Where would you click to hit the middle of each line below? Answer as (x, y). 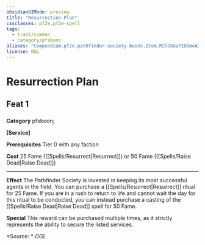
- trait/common (31, 35)
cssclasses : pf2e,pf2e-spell (43, 23)
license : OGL (23, 52)
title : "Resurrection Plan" (42, 18)
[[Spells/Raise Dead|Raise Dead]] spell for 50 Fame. (72, 206)
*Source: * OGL (26, 236)
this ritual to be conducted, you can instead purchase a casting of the (94, 200)
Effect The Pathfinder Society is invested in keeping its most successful (97, 180)
